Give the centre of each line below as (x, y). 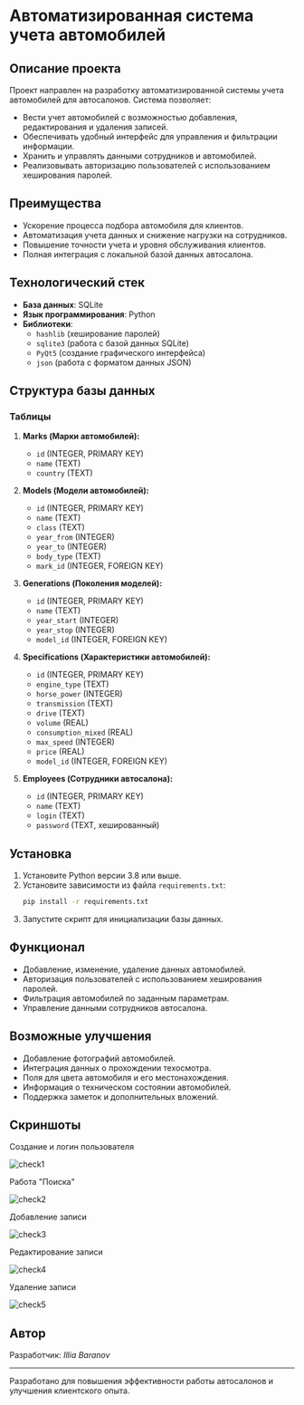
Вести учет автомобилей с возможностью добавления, (130, 117)
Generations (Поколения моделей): (92, 583)
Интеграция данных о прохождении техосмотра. (117, 1068)
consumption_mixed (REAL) (85, 732)
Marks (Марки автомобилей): (81, 437)
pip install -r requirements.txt (85, 902)
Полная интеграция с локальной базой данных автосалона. (138, 254)
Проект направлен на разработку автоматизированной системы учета (147, 90)
